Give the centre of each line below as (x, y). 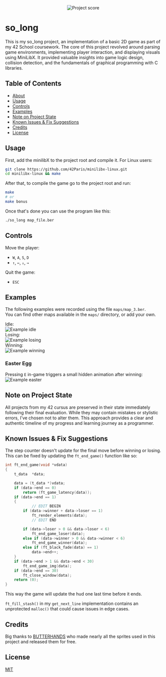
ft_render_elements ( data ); (59, 516)
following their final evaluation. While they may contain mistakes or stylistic (82, 412)
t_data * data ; (30, 474)
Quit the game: (20, 272)
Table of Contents (33, 84)
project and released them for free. (41, 642)
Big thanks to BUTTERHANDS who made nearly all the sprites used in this (80, 637)
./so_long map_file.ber (30, 220)
